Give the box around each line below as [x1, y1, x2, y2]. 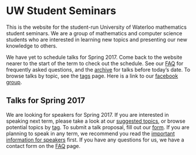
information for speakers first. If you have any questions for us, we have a [6, 136, 185, 143]
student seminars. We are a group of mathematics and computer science [6, 29, 183, 36]
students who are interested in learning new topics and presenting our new [6, 36, 188, 43]
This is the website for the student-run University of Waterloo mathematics [6, 23, 187, 31]
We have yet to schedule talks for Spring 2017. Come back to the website [6, 53, 183, 60]
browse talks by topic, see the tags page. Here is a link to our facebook [6, 72, 178, 79]
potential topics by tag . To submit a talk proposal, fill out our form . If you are [6, 123, 190, 130]
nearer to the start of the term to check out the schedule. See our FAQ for [6, 60, 184, 67]
